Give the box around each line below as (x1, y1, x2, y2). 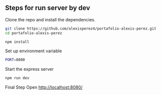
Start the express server (5, 66, 54, 72)
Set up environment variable (5, 48, 62, 54)
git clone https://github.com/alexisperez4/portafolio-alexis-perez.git (5, 26, 157, 31)
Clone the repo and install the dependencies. (5, 16, 96, 22)
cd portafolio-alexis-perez (5, 31, 63, 35)
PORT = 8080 (5, 58, 25, 63)
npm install (5, 39, 29, 44)
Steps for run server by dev (5, 4, 91, 12)
